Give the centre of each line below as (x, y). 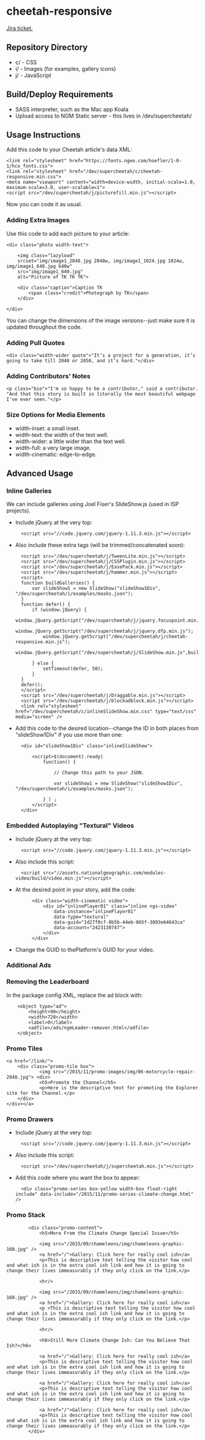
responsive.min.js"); (43, 642)
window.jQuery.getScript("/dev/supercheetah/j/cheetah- (115, 637)
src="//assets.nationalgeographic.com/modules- (104, 873)
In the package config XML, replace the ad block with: (74, 995)
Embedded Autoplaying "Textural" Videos (70, 826)
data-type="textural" (81, 917)
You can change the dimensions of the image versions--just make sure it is (101, 320)
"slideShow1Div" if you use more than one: (69, 735)
